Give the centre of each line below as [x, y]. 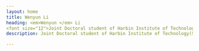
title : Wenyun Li [28, 17]
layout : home [22, 12]
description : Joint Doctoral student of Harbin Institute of [83, 34]
